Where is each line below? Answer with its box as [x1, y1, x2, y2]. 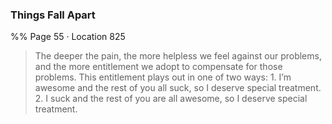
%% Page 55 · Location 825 [10, 31, 126, 43]
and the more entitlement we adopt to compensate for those [34, 61, 283, 73]
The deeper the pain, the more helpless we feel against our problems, [34, 50, 322, 62]
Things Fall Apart [10, 8, 96, 22]
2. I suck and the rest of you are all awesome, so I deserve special [34, 93, 308, 105]
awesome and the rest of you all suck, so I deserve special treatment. [34, 82, 322, 94]
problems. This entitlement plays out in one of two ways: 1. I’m [34, 71, 292, 83]
